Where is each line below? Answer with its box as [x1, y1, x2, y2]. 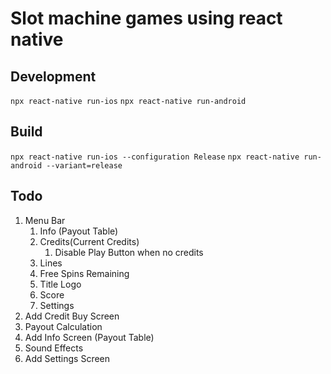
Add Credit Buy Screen [24, 310, 120, 322]
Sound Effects [24, 342, 84, 354]
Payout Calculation [24, 320, 103, 332]
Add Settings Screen [24, 352, 111, 364]
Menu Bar [24, 214, 66, 226]
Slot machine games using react [10, 7, 283, 30]
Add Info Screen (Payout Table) [24, 331, 155, 343]
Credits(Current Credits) [39, 235, 140, 247]
